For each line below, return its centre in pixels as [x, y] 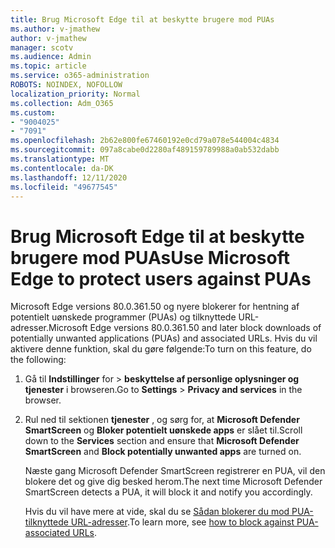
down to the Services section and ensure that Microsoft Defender [162, 441]
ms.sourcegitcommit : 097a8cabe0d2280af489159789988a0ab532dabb [145, 150]
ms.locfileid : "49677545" [64, 187]
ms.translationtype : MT [60, 159]
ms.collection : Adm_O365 [62, 103]
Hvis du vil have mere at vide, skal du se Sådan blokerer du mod [157, 512]
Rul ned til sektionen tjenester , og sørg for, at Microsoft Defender [162, 420]
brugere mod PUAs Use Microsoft [150, 257]
